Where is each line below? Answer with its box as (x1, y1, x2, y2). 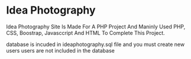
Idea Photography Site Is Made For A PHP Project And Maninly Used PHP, (6, 23, 186, 30)
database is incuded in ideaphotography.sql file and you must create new (6, 41, 185, 48)
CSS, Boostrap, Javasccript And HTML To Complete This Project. (6, 29, 166, 36)
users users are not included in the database (6, 47, 115, 54)
